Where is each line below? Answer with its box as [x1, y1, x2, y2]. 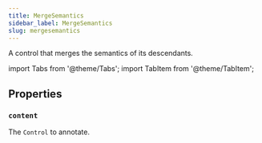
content [8, 111, 38, 120]
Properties [8, 87, 62, 101]
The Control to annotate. [8, 127, 91, 137]
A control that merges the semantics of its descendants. [8, 49, 194, 58]
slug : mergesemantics [8, 26, 81, 34]
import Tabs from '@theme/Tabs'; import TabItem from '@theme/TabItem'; [8, 64, 255, 73]
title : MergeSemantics [8, 11, 84, 20]
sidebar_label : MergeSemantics [8, 19, 113, 27]
